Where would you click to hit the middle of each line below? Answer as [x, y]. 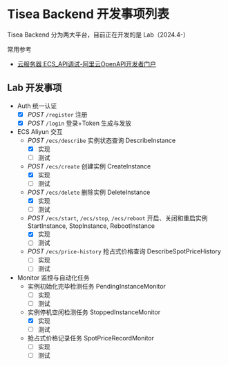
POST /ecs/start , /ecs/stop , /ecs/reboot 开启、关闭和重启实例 [117, 218]
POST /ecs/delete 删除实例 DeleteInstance [89, 192]
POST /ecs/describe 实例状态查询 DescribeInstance [102, 140]
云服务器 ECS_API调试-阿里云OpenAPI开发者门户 [87, 64]
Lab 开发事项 [35, 88]
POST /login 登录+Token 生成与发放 [79, 123]
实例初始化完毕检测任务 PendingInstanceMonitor [96, 286]
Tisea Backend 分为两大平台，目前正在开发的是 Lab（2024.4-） [98, 35]
